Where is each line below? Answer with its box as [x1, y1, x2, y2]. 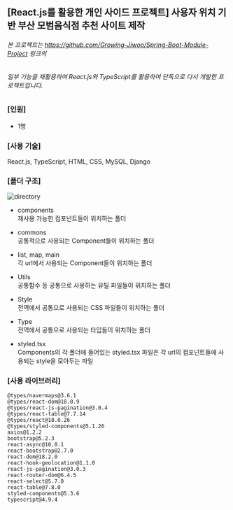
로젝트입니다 [7, 81, 42, 90]
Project [7, 49, 28, 57]
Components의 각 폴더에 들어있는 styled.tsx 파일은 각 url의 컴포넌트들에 [17, 348, 217, 357]
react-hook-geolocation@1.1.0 [7, 460, 96, 467]
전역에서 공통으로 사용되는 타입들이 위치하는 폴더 [17, 326, 150, 334]
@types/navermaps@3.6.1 [7, 392, 77, 399]
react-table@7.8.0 [7, 484, 61, 491]
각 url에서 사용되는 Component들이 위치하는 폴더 [17, 259, 153, 267]
